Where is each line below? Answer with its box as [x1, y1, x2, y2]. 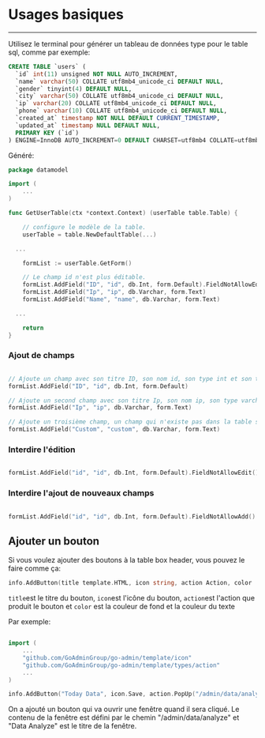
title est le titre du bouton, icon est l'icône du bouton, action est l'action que [8, 593, 255, 603]
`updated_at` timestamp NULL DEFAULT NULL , [15, 121, 160, 130]
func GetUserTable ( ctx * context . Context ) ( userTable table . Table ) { [8, 209, 238, 217]
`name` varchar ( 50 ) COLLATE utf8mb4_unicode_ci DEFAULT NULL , [15, 77, 224, 85]
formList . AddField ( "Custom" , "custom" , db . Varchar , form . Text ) [8, 425, 221, 434]
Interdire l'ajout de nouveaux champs [8, 488, 155, 499]
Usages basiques [8, 6, 125, 24]
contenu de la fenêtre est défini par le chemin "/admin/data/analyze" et [8, 713, 240, 722]
